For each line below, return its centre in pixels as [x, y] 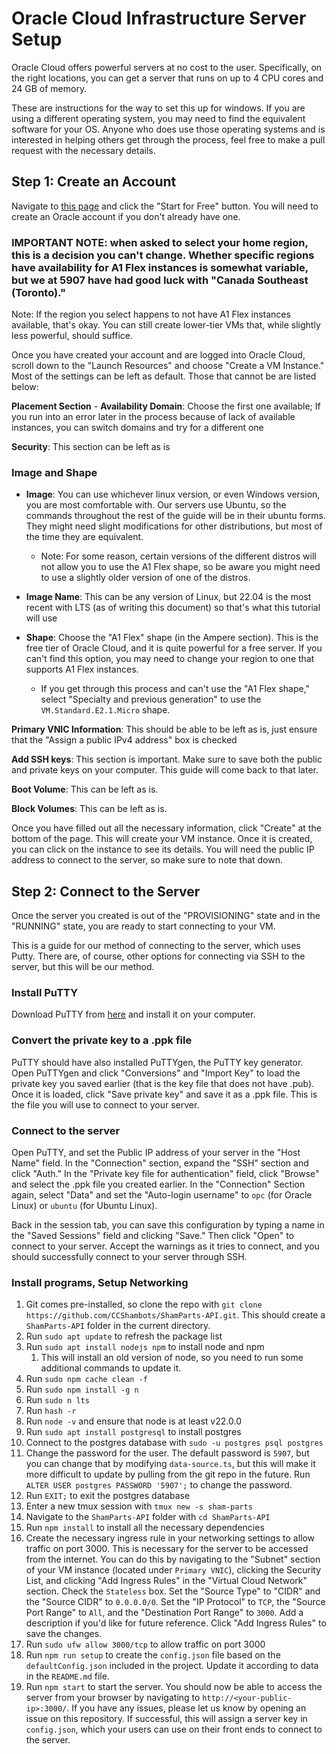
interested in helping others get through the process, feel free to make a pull [168, 139]
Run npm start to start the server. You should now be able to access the [174, 1687]
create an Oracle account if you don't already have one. [126, 216]
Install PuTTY [45, 993]
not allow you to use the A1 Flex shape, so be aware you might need [180, 567]
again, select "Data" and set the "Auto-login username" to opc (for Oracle [162, 1195]
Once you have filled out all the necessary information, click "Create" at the [166, 828]
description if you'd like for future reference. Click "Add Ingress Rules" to [176, 1623]
